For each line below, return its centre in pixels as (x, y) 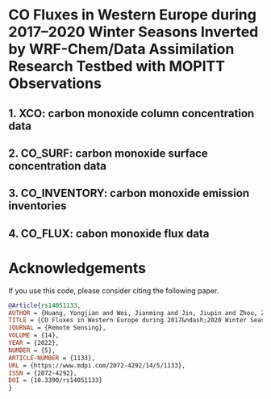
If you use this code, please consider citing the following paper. (114, 290)
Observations (55, 84)
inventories (38, 206)
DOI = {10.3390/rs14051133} (56, 380)
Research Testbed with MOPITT (117, 67)
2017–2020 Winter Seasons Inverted (133, 32)
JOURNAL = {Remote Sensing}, (57, 328)
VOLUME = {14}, (34, 336)
